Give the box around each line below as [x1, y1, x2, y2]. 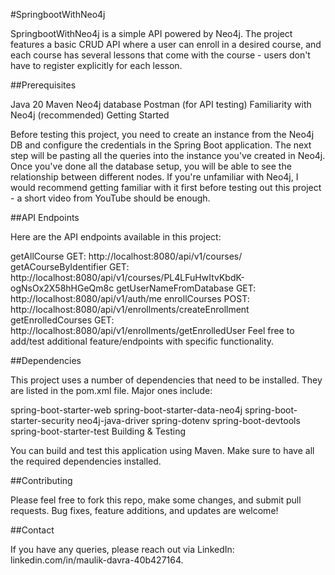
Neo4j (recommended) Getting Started [10, 109, 170, 121]
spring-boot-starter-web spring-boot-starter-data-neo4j [10, 404, 243, 416]
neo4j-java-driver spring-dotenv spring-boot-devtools [76, 415, 301, 426]
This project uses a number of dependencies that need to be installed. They [10, 374, 323, 386]
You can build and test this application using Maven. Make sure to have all [10, 445, 315, 456]
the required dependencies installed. [10, 455, 162, 467]
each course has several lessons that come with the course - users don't [10, 49, 311, 61]
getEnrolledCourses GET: [10, 314, 115, 326]
